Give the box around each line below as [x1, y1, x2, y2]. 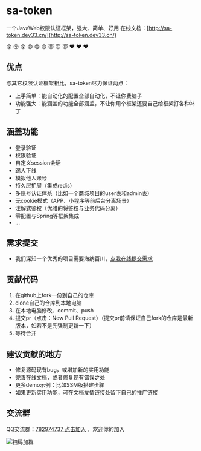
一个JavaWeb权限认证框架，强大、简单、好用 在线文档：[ [6, 24, 149, 31]
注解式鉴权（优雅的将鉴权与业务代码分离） [14, 204, 121, 212]
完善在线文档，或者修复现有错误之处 [14, 374, 106, 381]
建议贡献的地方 [6, 349, 62, 359]
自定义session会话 [14, 159, 62, 166]
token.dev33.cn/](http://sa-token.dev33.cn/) [6, 31, 116, 38]
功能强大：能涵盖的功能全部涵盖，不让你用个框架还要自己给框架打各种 [14, 99, 190, 107]
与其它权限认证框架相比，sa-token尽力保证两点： [6, 79, 129, 87]
